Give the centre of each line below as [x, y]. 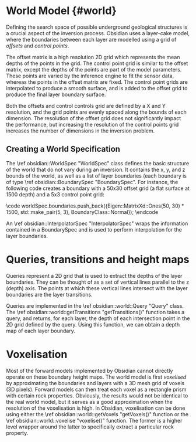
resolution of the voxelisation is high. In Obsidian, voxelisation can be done [96, 408]
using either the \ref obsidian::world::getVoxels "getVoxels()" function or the [97, 414]
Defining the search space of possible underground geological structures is [97, 27]
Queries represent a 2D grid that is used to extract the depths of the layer [94, 276]
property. [17, 433]
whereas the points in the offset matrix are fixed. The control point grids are [97, 82]
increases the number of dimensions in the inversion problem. [80, 131]
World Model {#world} [61, 11]
